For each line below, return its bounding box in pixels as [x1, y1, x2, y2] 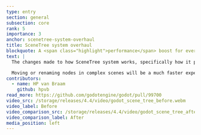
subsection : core [6, 20, 50, 26]
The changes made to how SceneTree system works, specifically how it [11, 59, 191, 65]
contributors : [6, 76, 42, 82]
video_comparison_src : [6, 109, 63, 115]
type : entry [6, 8, 36, 15]
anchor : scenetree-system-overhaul [6, 37, 95, 43]
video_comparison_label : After [6, 115, 84, 121]
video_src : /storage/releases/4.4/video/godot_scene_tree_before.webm [6, 98, 186, 104]
